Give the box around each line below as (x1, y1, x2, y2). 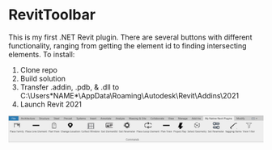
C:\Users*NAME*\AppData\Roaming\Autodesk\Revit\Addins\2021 (19, 90, 240, 100)
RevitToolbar (8, 6, 96, 24)
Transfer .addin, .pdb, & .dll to (19, 82, 120, 92)
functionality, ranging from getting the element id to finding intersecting (8, 40, 247, 50)
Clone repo (19, 65, 58, 74)
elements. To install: (8, 49, 75, 59)
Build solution (19, 73, 66, 83)
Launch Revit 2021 (19, 99, 83, 109)
